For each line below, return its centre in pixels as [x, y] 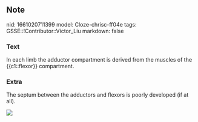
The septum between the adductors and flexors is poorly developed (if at [97, 95]
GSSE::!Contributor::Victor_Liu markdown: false [65, 31]
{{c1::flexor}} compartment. [40, 66]
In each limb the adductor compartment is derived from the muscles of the [99, 60]
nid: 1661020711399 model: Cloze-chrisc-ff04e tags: [72, 24]
